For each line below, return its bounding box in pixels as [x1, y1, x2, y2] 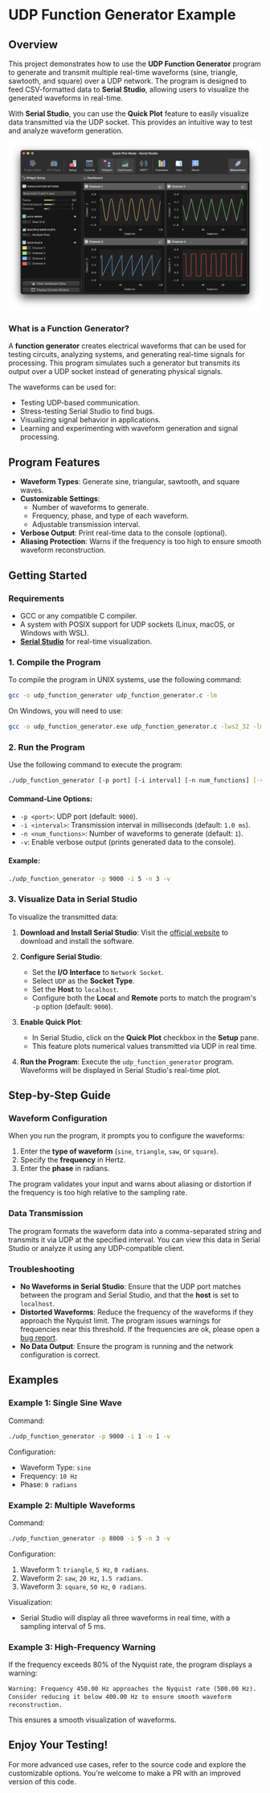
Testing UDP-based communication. [19, 398, 141, 408]
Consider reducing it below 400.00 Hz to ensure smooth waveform [8, 1693, 231, 1701]
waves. [19, 485, 44, 496]
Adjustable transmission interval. [31, 520, 141, 529]
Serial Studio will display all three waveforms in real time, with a [19, 1613, 231, 1622]
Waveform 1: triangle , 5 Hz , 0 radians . [19, 1565, 149, 1574]
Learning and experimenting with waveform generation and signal [19, 424, 239, 434]
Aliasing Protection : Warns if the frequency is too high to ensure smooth [19, 537, 262, 546]
